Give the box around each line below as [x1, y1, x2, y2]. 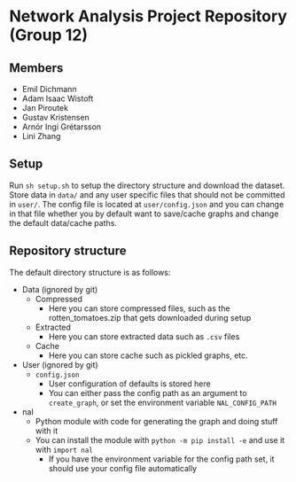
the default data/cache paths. [9, 217, 118, 228]
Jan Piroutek [21, 103, 69, 113]
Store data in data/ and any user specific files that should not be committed [9, 189, 285, 200]
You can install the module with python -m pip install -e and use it [35, 434, 285, 445]
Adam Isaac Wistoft [21, 93, 94, 104]
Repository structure [9, 244, 127, 259]
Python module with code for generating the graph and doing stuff [35, 416, 278, 426]
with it [35, 425, 58, 436]
